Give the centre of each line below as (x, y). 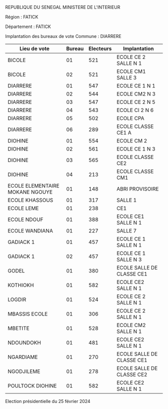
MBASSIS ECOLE (28, 314)
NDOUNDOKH (24, 343)
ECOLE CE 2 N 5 (136, 102)
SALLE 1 (127, 200)
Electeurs (100, 48)
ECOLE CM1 (131, 71)
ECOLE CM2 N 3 (136, 94)
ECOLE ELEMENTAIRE (34, 186)
